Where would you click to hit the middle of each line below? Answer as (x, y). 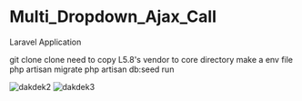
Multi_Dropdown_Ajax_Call (113, 17)
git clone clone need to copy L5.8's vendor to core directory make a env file (151, 59)
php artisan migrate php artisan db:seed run (92, 69)
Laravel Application (45, 42)
